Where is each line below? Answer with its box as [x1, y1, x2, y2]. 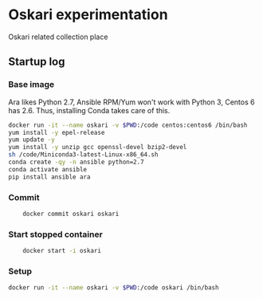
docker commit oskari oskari [22, 210, 120, 218]
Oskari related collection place [8, 32, 108, 41]
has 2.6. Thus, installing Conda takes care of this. [8, 105, 171, 115]
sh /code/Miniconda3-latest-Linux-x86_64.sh [8, 151, 159, 159]
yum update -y [8, 136, 56, 144]
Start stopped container [8, 229, 104, 240]
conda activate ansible [8, 165, 88, 173]
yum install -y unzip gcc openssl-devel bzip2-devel [8, 144, 187, 151]
